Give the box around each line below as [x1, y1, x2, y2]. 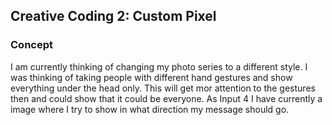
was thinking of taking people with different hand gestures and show [10, 71, 293, 83]
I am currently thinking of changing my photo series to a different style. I [10, 60, 308, 73]
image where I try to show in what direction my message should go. [10, 103, 290, 115]
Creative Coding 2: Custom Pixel [10, 8, 217, 25]
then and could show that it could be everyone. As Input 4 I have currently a [10, 92, 323, 104]
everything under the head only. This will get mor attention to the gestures [10, 82, 316, 94]
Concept [10, 38, 53, 52]
